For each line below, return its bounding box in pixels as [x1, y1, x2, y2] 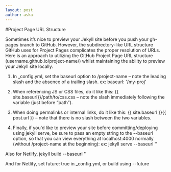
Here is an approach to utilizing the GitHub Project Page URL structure [5, 52, 153, 59]
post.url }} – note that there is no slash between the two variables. [12, 114, 152, 120]
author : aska [5, 12, 33, 17]
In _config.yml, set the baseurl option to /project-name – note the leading [12, 73, 166, 79]
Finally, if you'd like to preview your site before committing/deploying [12, 125, 158, 131]
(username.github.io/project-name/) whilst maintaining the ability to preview [5, 58, 165, 64]
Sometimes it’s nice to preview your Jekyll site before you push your [5, 36, 149, 42]
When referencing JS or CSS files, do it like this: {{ [12, 88, 119, 94]
